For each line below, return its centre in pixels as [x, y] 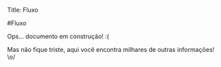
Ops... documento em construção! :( [58, 36]
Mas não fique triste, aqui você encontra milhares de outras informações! [111, 50]
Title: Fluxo [23, 10]
